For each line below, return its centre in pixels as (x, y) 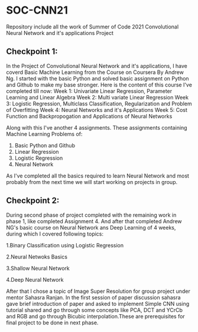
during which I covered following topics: (55, 234)
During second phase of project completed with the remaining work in (91, 215)
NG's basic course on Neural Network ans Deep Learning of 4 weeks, (91, 227)
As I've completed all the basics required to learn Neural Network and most (98, 176)
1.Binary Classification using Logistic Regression (65, 245)
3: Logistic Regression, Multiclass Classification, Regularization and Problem (99, 104)
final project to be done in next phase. (52, 323)
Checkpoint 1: (32, 52)
